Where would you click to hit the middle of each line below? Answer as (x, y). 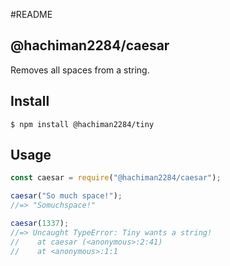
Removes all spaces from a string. (80, 70)
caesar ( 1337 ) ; (40, 224)
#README (31, 14)
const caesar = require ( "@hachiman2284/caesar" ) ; (116, 178)
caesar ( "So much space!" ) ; (66, 196)
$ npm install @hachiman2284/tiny (82, 124)
